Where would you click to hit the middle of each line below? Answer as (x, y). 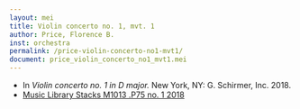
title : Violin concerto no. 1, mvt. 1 (82, 26)
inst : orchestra (40, 43)
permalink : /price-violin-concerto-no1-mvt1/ (96, 51)
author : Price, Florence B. (62, 34)
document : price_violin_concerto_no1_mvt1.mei (98, 59)
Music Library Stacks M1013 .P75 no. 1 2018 (103, 95)
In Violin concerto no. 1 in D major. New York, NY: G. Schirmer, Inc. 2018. (156, 85)
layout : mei (32, 18)
